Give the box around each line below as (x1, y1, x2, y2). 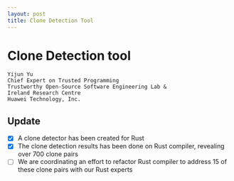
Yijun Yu (7, 71, 33, 78)
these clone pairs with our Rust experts (17, 165, 133, 174)
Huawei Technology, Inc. (7, 96, 81, 103)
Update (7, 115, 41, 127)
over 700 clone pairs (17, 150, 78, 158)
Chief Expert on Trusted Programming (7, 77, 119, 84)
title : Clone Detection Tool (7, 17, 94, 24)
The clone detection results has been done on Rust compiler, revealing (17, 142, 225, 150)
